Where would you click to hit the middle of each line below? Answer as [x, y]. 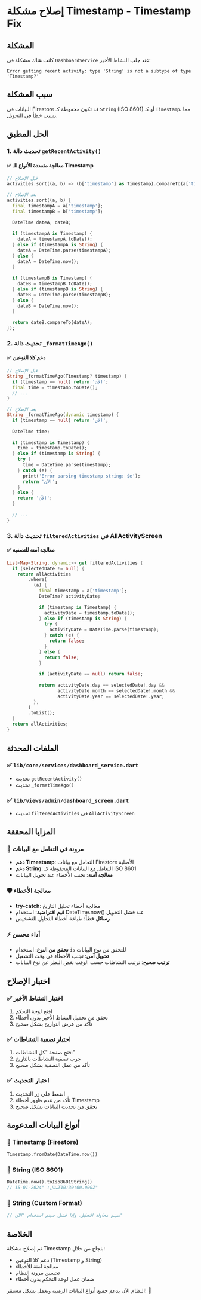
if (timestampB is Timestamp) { [52, 278]
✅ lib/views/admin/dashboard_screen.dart [68, 800]
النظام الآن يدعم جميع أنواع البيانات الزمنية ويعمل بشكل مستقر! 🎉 [79, 1291]
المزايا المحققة [31, 832]
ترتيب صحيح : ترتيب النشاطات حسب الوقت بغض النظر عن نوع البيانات [92, 962]
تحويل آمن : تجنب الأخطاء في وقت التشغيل [62, 956]
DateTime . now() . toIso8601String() [50, 1182]
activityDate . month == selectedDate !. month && [116, 691]
